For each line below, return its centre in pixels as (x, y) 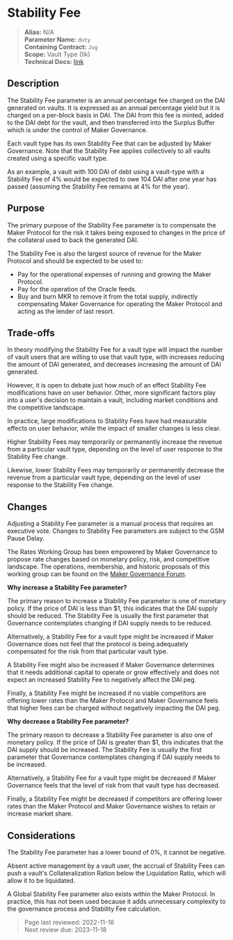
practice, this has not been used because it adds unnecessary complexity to (116, 901)
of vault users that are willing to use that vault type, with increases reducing (116, 357)
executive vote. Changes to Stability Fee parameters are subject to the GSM (116, 531)
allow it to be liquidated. (41, 881)
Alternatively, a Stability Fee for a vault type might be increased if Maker (111, 637)
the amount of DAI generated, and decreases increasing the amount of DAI (114, 365)
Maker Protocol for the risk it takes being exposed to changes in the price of (116, 232)
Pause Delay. (26, 539)
